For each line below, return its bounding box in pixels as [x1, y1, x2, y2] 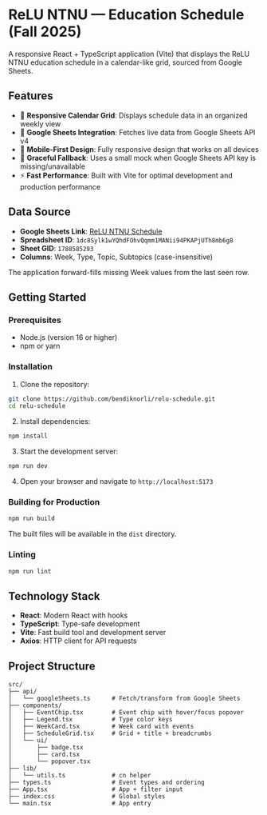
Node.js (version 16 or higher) [19, 333, 118, 342]
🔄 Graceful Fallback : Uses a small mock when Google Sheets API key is [19, 153, 257, 162]
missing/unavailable [19, 162, 86, 171]
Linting [8, 549, 36, 561]
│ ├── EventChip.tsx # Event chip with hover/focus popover [8, 709, 245, 717]
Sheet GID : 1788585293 [19, 243, 94, 253]
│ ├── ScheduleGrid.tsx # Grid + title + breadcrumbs [8, 729, 213, 737]
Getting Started [8, 290, 87, 304]
